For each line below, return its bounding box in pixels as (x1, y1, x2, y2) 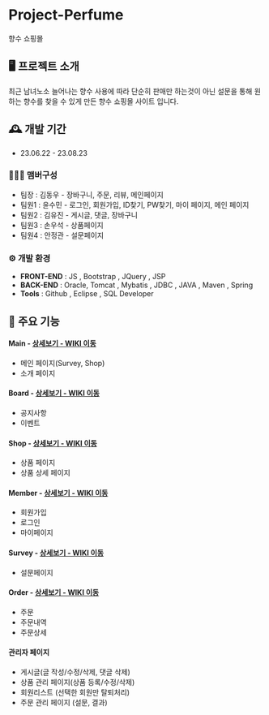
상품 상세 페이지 (19, 468, 70, 478)
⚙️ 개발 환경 (8, 252, 51, 264)
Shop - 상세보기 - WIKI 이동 (8, 438, 97, 448)
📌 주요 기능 (8, 314, 61, 328)
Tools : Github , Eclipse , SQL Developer (19, 289, 154, 299)
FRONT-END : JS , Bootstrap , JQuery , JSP (19, 272, 166, 282)
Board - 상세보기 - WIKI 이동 (8, 388, 100, 398)
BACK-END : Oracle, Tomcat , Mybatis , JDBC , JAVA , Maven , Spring (19, 280, 254, 290)
